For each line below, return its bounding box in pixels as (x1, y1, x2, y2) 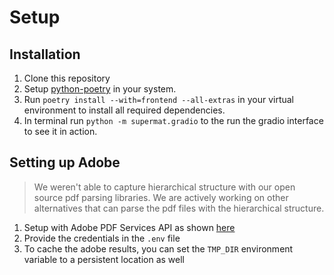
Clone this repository (23, 72, 111, 84)
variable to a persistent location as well (23, 253, 186, 265)
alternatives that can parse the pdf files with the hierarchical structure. (33, 202, 325, 214)
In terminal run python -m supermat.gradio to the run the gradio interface (23, 115, 324, 126)
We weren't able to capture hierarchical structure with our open (33, 181, 296, 193)
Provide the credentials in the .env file (23, 232, 181, 244)
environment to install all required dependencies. (23, 104, 226, 116)
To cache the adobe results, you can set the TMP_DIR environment (23, 242, 294, 255)
